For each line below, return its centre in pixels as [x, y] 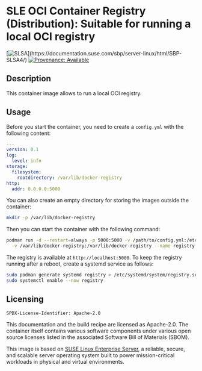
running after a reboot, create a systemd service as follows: [80, 264]
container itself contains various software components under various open [99, 331]
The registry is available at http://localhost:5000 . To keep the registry [94, 258]
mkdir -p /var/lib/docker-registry [51, 218]
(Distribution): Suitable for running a [99, 24]
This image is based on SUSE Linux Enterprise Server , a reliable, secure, [96, 349]
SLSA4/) [17, 60]
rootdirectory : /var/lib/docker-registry [69, 178]
